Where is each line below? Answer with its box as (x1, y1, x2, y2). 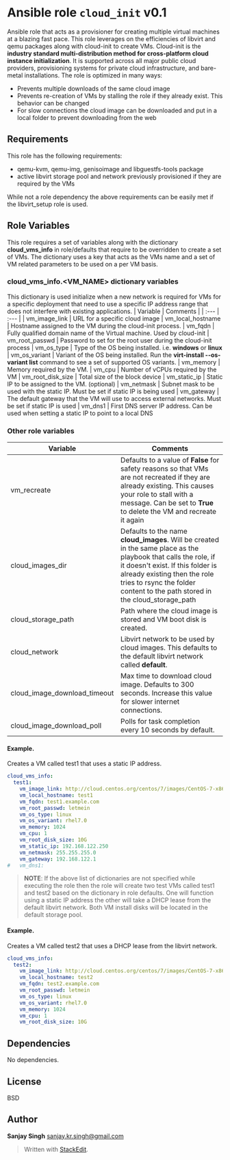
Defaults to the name (120, 526, 188, 536)
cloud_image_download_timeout (10, 689, 114, 698)
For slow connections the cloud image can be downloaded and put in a (16, 106, 218, 114)
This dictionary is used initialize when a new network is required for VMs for (7, 293, 221, 301)
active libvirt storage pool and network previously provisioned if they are (16, 172, 222, 180)
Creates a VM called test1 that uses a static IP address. (7, 759, 162, 768)
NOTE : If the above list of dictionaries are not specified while (23, 874, 196, 883)
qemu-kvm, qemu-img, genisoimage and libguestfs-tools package (16, 164, 204, 173)
